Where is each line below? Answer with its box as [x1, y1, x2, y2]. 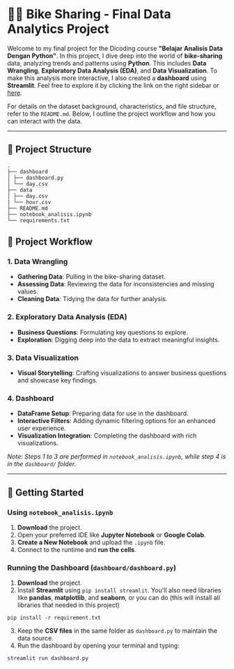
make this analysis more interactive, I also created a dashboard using [7, 73, 207, 82]
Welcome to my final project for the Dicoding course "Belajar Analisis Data [7, 44, 223, 52]
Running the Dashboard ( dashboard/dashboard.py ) [7, 562, 176, 572]
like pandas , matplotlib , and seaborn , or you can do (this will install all [17, 594, 221, 602]
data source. [17, 634, 54, 643]
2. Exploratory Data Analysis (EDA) [7, 312, 127, 322]
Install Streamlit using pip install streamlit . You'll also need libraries [17, 586, 221, 594]
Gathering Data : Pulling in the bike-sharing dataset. [17, 272, 166, 281]
